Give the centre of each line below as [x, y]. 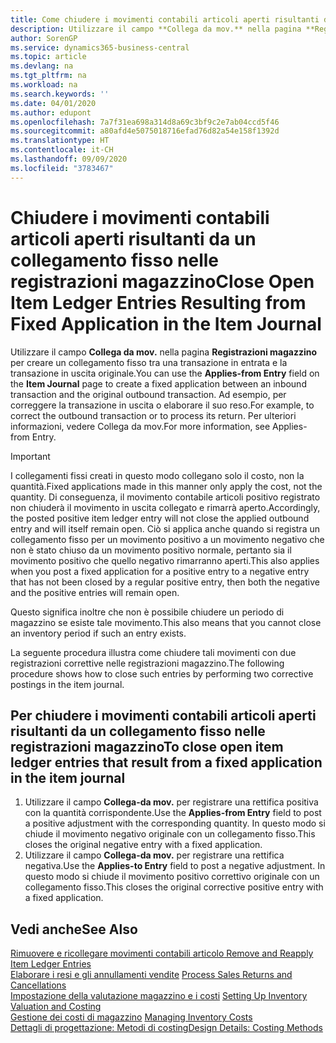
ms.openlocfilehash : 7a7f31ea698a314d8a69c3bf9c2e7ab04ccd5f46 [145, 122]
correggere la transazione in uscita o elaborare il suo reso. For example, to [162, 405]
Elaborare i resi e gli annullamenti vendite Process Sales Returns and [151, 975]
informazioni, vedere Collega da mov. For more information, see [140, 426]
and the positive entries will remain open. [95, 592]
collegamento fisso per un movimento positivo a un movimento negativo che [167, 539]
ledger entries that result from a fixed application [166, 762]
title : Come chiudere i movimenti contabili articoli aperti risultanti [165, 19]
